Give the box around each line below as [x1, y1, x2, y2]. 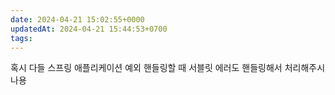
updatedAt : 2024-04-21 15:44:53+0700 [10, 24, 168, 34]
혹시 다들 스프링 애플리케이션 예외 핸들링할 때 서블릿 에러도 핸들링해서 [10, 62, 283, 74]
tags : [10, 33, 33, 43]
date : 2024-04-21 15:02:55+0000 [10, 14, 145, 25]
